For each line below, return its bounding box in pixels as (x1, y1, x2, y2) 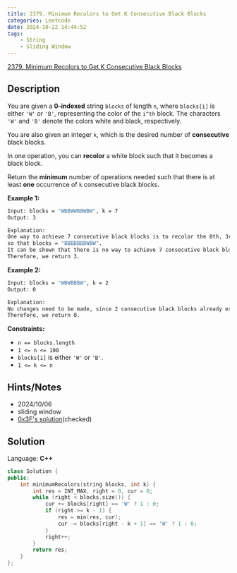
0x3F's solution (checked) (17, 415, 92, 423)
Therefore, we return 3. (7, 253, 80, 260)
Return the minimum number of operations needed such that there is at (7, 172, 215, 181)
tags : (7, 30, 23, 37)
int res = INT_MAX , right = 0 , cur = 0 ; (32, 488, 153, 495)
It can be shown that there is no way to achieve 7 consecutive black (7, 246, 219, 254)
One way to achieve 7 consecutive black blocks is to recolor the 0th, (7, 234, 222, 241)
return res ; (32, 546, 68, 554)
